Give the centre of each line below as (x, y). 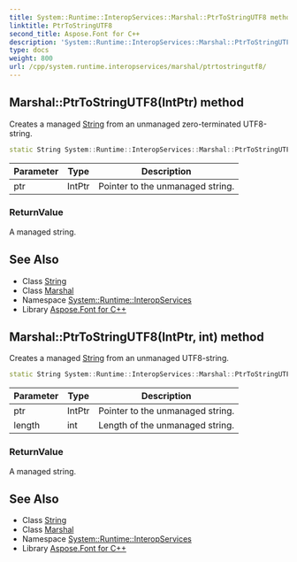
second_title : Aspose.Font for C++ (75, 34)
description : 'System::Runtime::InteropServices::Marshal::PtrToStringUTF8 (152, 42)
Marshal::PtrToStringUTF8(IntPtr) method (127, 103)
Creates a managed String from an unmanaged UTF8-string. (119, 358)
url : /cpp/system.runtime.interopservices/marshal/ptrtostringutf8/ (138, 67)
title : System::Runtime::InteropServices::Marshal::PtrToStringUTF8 (138, 17)
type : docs (29, 50)
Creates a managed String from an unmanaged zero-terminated (125, 124)
